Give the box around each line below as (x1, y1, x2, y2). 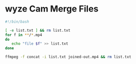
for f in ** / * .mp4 (5, 32, 42, 37)
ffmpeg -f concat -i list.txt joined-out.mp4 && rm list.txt (5, 54, 132, 60)
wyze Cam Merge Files (5, 3, 99, 14)
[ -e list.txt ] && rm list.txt (5, 28, 70, 33)
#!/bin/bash (5, 19, 29, 24)
